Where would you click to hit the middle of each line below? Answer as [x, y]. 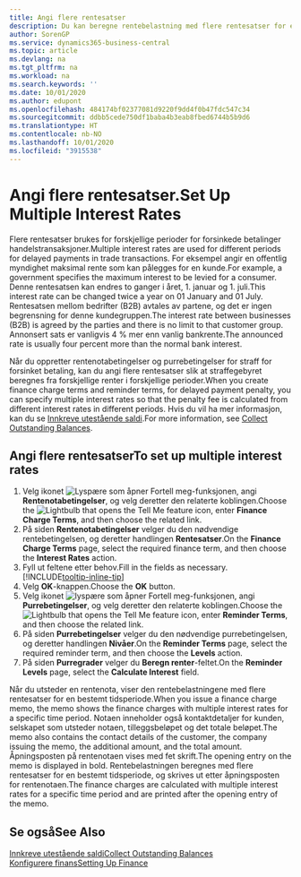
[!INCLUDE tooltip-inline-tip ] [73, 577]
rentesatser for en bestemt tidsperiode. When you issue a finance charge [143, 699]
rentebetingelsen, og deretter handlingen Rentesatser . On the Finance [151, 539]
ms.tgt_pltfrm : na [43, 68]
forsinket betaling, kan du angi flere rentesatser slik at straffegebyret [136, 370]
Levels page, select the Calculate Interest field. [111, 672]
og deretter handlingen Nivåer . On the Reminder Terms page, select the [155, 644]
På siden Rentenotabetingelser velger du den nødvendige [130, 529]
